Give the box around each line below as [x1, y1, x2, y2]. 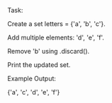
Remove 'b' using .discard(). [7, 47, 90, 55]
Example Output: [7, 74, 57, 83]
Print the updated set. [7, 61, 71, 69]
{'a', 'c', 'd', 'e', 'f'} [7, 88, 60, 96]
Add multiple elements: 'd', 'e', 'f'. [7, 33, 105, 42]
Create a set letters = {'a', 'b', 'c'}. [7, 20, 106, 28]
